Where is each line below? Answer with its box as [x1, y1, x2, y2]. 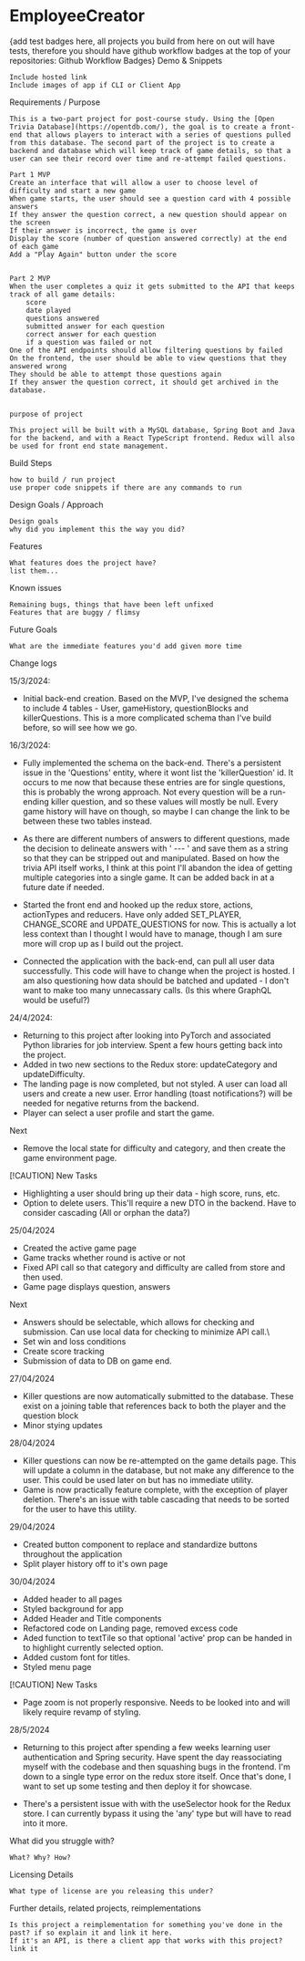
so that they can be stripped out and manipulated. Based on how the [22, 852, 280, 863]
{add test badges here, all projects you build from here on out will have [9, 36, 275, 47]
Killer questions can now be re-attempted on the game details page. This [22, 1455, 297, 1466]
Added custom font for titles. [22, 1652, 130, 1663]
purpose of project [9, 410, 84, 419]
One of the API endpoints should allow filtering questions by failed [9, 346, 283, 355]
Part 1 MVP [9, 170, 51, 179]
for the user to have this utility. [22, 1503, 137, 1514]
